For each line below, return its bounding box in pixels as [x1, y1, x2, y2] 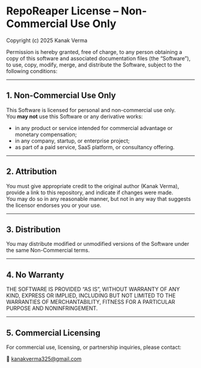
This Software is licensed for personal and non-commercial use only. [6, 106, 176, 113]
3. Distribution [6, 224, 61, 234]
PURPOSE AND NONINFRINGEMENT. [6, 304, 98, 312]
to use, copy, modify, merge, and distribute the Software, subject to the [6, 61, 182, 68]
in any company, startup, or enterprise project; [14, 137, 130, 144]
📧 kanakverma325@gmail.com [6, 355, 82, 362]
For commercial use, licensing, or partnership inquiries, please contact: [6, 343, 181, 351]
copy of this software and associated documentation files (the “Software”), [6, 55, 191, 62]
